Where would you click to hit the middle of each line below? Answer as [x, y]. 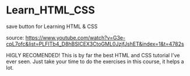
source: [15, 37]
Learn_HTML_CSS [50, 10]
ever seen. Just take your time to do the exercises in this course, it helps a [95, 61]
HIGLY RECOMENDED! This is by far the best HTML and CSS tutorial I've [93, 55]
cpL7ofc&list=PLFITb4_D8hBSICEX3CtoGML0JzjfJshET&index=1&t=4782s [95, 44]
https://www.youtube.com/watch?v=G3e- [75, 37]
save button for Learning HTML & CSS [52, 26]
